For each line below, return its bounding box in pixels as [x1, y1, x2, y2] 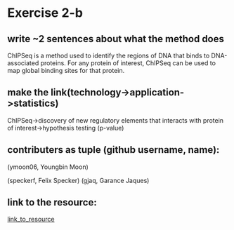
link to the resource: [7, 196, 97, 208]
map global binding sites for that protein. [7, 67, 125, 74]
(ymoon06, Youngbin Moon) [7, 163, 89, 171]
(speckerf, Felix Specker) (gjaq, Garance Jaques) [7, 176, 150, 184]
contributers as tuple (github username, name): [7, 144, 220, 156]
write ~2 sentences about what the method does [7, 33, 225, 45]
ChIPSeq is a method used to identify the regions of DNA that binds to [7, 51, 210, 60]
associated [7, 59, 39, 67]
